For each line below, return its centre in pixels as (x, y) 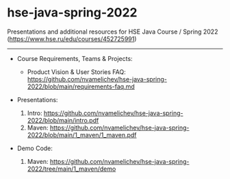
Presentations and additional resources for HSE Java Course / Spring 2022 (113, 32)
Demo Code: (35, 148)
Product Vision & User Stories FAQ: (76, 72)
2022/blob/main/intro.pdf (63, 120)
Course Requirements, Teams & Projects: (75, 58)
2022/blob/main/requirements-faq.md (81, 86)
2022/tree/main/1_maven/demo (72, 169)
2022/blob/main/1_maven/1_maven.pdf (82, 134)
